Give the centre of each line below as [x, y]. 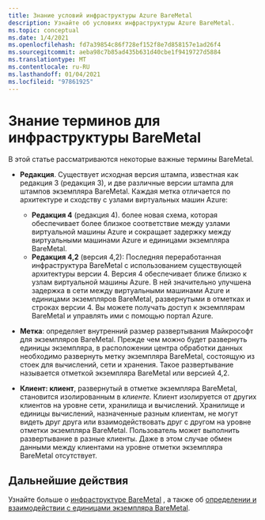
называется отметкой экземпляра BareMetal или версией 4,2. [125, 373]
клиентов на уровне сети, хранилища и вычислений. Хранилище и [132, 405]
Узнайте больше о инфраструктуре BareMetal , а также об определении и [132, 499]
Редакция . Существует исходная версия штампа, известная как [129, 175]
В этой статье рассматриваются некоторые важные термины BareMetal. [131, 160]
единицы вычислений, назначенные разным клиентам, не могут [129, 414]
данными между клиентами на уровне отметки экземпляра [121, 447]
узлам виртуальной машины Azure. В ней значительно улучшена [141, 282]
